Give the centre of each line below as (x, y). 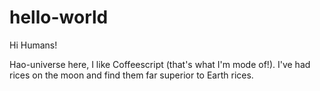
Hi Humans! (33, 45)
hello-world (59, 17)
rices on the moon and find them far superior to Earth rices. (131, 75)
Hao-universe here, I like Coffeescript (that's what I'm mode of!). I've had (160, 64)
